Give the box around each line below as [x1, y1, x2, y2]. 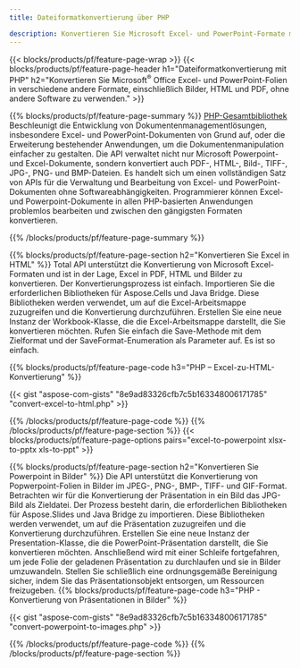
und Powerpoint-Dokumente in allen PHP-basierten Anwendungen [9, 196, 254, 207]
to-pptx [9, 444, 37, 455]
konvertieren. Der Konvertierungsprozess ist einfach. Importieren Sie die [9, 278, 275, 289]
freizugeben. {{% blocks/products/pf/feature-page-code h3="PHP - [9, 585, 261, 596]
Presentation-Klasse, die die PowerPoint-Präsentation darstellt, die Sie [9, 537, 269, 548]
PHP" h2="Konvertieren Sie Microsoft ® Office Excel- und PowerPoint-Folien [9, 72, 287, 85]
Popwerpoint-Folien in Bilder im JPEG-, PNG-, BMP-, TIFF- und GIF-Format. [9, 480, 287, 492]
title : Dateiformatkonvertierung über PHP [9, 13, 170, 22]
